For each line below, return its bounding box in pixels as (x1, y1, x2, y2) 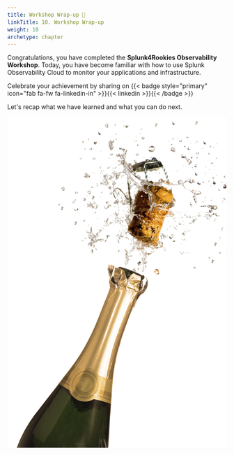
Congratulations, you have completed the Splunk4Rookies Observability (7, 53, 217, 62)
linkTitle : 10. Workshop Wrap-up (7, 18, 104, 26)
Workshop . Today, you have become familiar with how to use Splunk (7, 61, 205, 69)
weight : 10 (7, 26, 39, 33)
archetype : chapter (7, 34, 64, 41)
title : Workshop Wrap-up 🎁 (7, 11, 86, 18)
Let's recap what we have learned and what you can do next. (7, 103, 182, 111)
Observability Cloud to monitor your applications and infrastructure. (7, 68, 201, 77)
